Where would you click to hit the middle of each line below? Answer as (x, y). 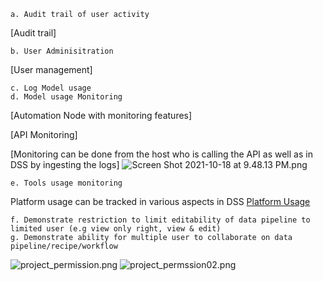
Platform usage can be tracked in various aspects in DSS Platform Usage (160, 201)
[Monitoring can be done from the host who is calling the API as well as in (161, 154)
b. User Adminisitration (62, 51)
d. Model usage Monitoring (66, 97)
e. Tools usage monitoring (66, 183)
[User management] (51, 69)
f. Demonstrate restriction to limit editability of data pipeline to (160, 220)
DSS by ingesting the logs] (65, 164)
